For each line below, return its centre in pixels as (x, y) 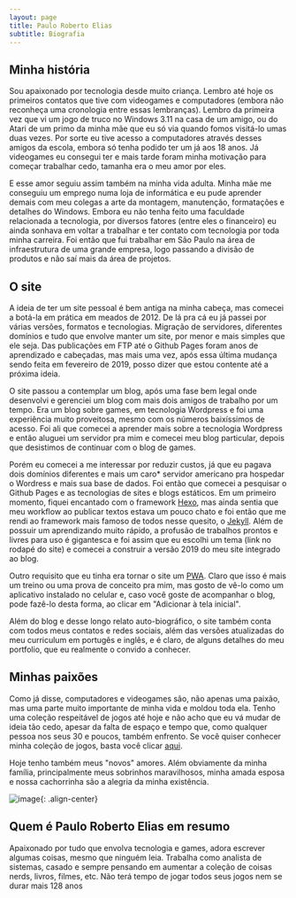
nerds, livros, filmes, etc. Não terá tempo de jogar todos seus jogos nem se (146, 876)
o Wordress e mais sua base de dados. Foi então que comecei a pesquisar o (148, 483)
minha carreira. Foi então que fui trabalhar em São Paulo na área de (132, 240)
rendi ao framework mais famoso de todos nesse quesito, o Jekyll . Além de (146, 521)
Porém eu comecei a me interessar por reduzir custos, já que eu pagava (140, 464)
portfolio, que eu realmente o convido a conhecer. (100, 649)
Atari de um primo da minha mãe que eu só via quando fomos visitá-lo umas (148, 128)
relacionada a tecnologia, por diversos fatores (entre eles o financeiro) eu (143, 221)
